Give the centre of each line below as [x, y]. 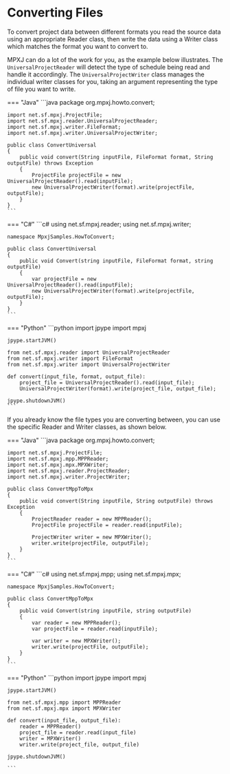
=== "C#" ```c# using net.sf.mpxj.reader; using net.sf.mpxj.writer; [99, 224]
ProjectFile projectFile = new [77, 175]
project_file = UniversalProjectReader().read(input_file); [107, 383]
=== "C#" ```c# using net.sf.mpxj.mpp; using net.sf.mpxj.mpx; [94, 574]
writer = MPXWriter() [50, 738]
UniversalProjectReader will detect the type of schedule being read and [109, 67]
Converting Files [55, 13]
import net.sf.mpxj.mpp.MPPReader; [58, 459]
